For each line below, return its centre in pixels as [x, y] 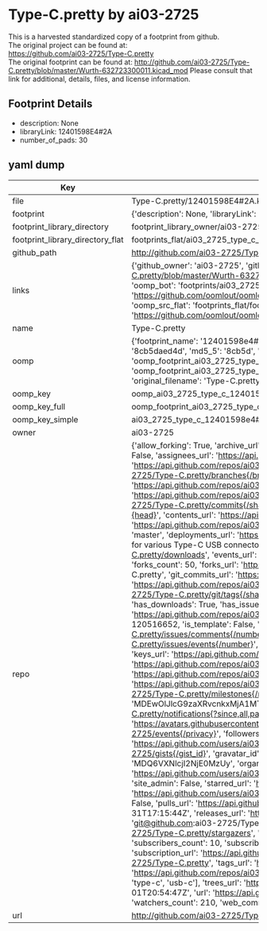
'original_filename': [166, 381]
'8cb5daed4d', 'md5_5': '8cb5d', [193, 351]
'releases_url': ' [222, 813]
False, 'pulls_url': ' [164, 803]
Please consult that [221, 70]
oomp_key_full [39, 406]
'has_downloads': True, [174, 604]
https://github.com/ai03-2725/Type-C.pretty [81, 53]
